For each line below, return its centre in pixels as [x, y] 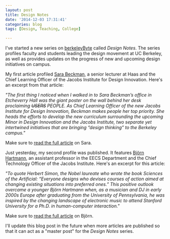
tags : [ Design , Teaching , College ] [43, 29]
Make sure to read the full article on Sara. [49, 143]
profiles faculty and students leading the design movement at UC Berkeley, [84, 54]
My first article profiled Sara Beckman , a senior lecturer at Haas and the [80, 74]
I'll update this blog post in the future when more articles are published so [83, 226]
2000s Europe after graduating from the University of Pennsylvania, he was [85, 195]
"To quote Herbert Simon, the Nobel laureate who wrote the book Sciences [84, 174]
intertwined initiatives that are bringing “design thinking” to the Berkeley [81, 128]
